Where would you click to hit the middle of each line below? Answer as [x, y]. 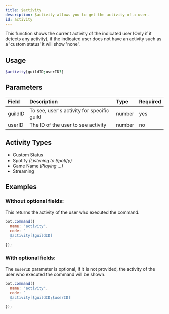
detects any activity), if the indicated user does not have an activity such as [83, 39]
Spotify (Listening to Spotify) [42, 160]
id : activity [19, 19]
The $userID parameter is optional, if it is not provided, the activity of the [80, 269]
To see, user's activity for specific [69, 110]
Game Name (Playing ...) [38, 166]
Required [150, 101]
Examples [21, 187]
